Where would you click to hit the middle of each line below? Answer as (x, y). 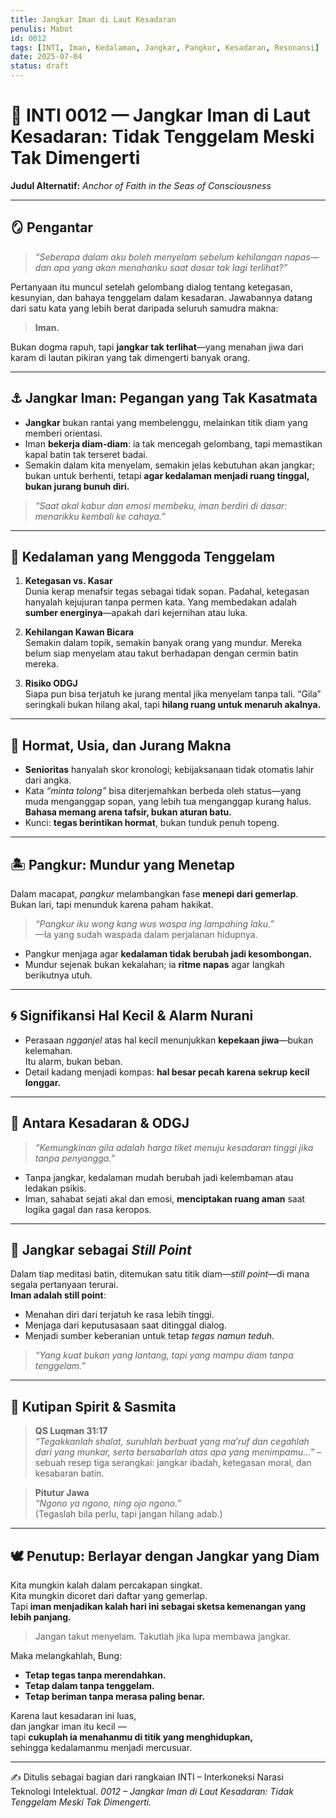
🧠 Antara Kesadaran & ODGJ (100, 1123)
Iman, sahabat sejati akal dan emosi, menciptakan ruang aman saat (165, 1198)
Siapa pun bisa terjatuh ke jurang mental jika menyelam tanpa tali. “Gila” (173, 694)
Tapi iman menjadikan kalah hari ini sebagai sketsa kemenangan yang (158, 1607)
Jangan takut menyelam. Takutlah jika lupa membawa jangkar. (163, 1637)
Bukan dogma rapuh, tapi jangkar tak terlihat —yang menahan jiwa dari (157, 347)
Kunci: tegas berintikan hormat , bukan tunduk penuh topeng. (152, 823)
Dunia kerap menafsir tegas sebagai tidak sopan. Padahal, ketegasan (167, 592)
